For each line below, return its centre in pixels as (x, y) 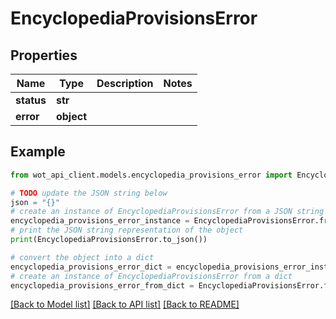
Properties (44, 55)
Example (38, 152)
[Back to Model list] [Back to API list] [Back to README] (125, 304)
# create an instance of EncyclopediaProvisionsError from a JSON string (167, 212)
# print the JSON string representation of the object (127, 230)
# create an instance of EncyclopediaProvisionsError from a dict (151, 276)
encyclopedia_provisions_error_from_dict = (102, 285)
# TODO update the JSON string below (89, 193)
